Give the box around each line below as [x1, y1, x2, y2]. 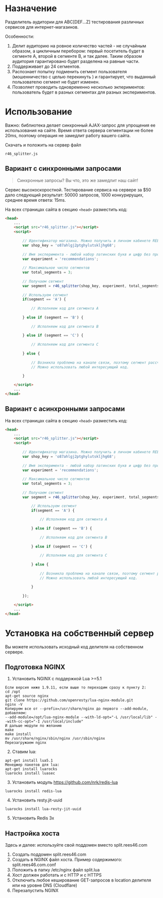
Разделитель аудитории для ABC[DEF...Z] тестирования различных [5, 19, 144, 25]
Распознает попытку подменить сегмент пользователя [12, 68, 127, 74]
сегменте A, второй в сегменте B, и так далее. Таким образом [12, 53, 142, 59]
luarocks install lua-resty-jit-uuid [5, 807, 81, 812]
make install [5, 732, 32, 737]
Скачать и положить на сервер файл [5, 142, 81, 148]
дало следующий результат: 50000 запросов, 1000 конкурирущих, [5, 192, 144, 198]
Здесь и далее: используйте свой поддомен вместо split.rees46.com [5, 842, 148, 848]
